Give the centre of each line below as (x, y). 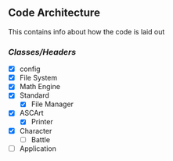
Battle (41, 139)
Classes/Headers (42, 52)
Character (36, 131)
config (30, 69)
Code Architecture (54, 13)
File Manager (52, 104)
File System (38, 78)
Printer (42, 122)
